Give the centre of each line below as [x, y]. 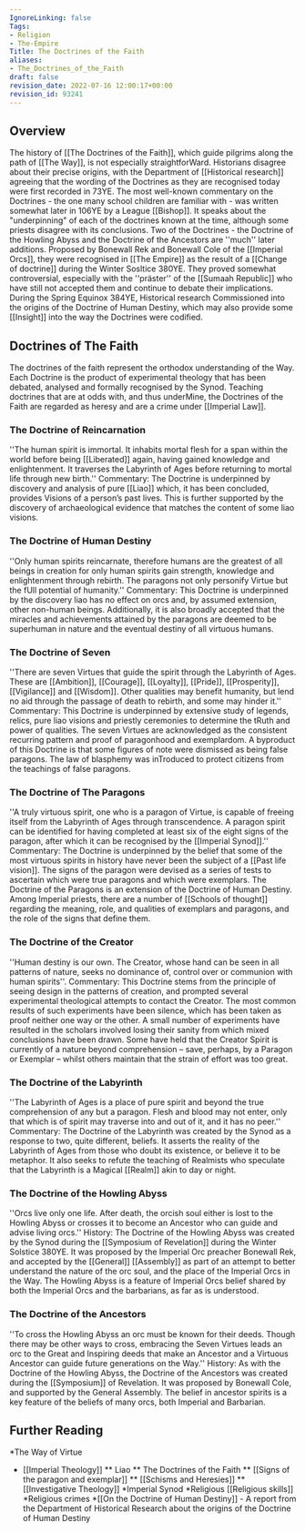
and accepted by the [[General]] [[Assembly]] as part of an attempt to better [152, 1262]
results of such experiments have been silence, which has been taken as [146, 1010]
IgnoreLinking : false [51, 18]
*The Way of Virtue [46, 1452]
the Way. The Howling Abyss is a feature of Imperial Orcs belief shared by [148, 1281]
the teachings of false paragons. [71, 769]
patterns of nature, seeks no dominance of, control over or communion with [151, 971]
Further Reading [56, 1430]
